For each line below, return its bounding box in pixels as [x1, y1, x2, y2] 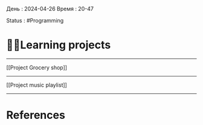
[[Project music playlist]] [6, 81, 68, 89]
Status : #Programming [6, 17, 64, 24]
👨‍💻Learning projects [6, 38, 111, 52]
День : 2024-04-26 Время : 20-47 [6, 5, 94, 12]
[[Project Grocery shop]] [6, 64, 68, 71]
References [6, 109, 65, 122]
